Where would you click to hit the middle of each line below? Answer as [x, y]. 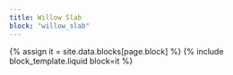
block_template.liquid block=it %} [71, 61]
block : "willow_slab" [50, 26]
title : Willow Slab [46, 17]
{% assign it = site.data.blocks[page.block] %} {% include [116, 51]
